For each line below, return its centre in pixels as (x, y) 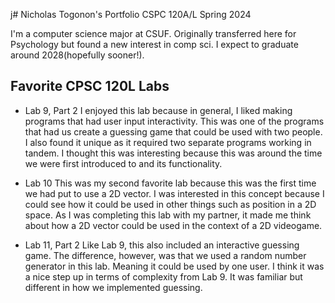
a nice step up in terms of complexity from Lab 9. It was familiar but (163, 276)
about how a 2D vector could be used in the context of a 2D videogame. (173, 225)
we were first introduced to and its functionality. (123, 163)
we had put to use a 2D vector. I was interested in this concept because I (174, 193)
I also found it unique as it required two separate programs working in (168, 142)
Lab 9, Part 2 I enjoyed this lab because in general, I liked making (158, 110)
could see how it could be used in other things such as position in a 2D (170, 204)
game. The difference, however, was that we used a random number (165, 255)
